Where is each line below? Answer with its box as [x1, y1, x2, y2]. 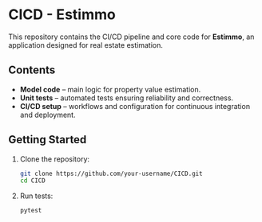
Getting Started [8, 133, 87, 146]
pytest [19, 207, 42, 215]
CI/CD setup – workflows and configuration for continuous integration [19, 101, 250, 111]
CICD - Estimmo [8, 6, 116, 24]
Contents [8, 64, 56, 77]
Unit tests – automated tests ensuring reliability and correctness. [19, 93, 234, 103]
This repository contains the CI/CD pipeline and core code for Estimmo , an [8, 32, 255, 41]
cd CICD [19, 177, 46, 185]
